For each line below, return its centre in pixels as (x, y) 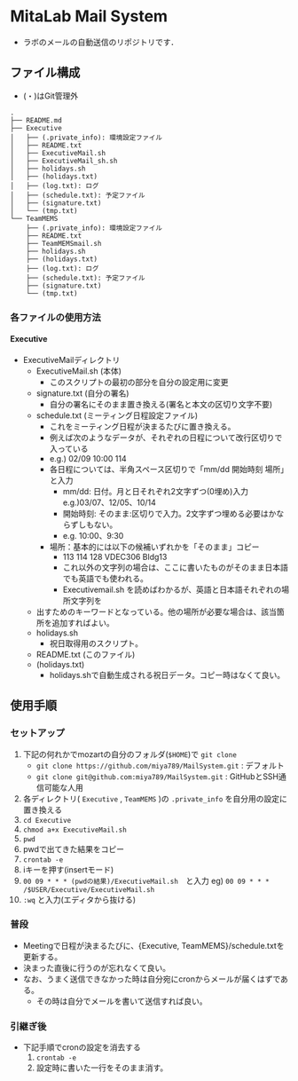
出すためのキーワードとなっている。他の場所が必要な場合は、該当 (157, 612)
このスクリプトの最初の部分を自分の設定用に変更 (139, 382)
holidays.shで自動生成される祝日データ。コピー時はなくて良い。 (167, 675)
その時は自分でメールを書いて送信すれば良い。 (122, 1001)
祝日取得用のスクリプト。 (96, 643)
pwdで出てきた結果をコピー (74, 848)
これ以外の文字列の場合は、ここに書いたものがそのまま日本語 (176, 567)
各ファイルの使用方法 (55, 317)
